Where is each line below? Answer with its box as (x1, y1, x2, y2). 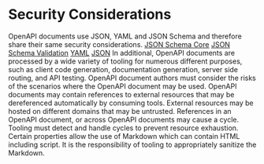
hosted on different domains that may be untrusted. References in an (8, 106, 232, 115)
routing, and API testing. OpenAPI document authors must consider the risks (8, 73, 256, 82)
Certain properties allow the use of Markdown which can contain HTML (8, 131, 240, 140)
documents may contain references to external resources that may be (8, 89, 235, 99)
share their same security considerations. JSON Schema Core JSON (8, 39, 231, 49)
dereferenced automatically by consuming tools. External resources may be (8, 98, 254, 108)
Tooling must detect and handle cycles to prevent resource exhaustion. (8, 123, 239, 133)
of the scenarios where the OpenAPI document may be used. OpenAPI (8, 81, 237, 91)
